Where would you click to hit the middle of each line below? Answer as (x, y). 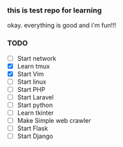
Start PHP (31, 89)
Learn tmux (34, 66)
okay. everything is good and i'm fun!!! (62, 26)
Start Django (35, 136)
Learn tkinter (35, 113)
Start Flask (32, 128)
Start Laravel (35, 97)
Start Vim (30, 74)
